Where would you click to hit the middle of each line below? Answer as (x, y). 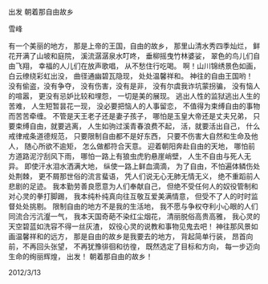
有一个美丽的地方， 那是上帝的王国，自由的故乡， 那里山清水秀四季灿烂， (130, 46)
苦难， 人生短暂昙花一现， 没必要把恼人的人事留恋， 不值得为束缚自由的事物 (134, 106)
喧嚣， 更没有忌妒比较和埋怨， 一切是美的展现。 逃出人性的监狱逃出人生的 (138, 96)
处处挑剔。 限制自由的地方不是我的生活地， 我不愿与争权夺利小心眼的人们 (136, 206)
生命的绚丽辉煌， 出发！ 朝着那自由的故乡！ (81, 256)
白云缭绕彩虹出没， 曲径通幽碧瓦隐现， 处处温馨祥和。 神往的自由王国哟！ (131, 76)
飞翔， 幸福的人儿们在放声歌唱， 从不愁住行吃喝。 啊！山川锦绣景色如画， (138, 66)
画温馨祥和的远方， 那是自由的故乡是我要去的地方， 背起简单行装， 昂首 (127, 236)
